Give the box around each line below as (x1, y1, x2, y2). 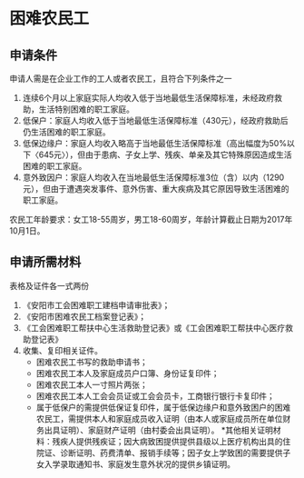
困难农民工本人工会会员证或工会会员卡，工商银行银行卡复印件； (35, 390, 275, 401)
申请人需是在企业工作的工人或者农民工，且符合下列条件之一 (9, 74, 232, 84)
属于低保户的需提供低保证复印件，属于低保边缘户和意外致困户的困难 (35, 402, 291, 413)
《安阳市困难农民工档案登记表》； (22, 311, 147, 322)
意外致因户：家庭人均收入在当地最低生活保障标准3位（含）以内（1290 (22, 172, 285, 183)
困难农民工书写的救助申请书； (35, 356, 148, 367)
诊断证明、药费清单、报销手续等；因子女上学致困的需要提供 (60, 447, 283, 458)
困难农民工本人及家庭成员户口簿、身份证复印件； (35, 367, 220, 378)
